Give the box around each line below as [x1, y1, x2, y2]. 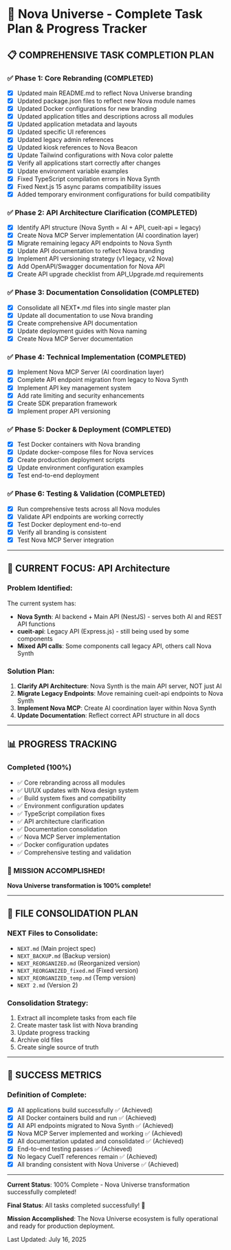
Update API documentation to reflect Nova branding [16, 247, 165, 255]
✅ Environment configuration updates [16, 801, 124, 809]
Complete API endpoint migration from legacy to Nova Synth [16, 376, 189, 384]
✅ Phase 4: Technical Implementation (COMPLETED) [7, 352, 187, 362]
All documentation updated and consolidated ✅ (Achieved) [16, 1137, 184, 1145]
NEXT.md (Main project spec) [16, 944, 96, 952]
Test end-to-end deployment [16, 472, 100, 480]
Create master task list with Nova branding [16, 1020, 139, 1029]
